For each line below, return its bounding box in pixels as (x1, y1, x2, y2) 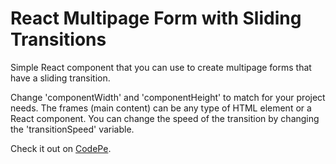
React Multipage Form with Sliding (10, 7, 302, 30)
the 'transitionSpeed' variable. (10, 123, 135, 135)
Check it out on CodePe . (10, 142, 112, 154)
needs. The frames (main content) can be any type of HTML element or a (10, 102, 312, 114)
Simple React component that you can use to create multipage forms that (10, 61, 312, 73)
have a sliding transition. (10, 72, 111, 84)
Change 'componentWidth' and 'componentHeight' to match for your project (10, 91, 326, 103)
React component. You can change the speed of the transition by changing (10, 112, 320, 124)
